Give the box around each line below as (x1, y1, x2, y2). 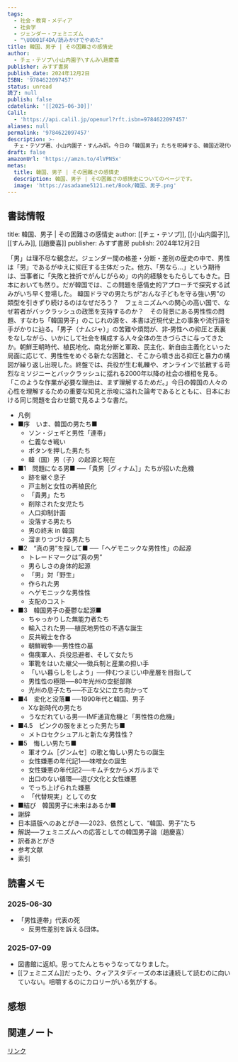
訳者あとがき (17, 836, 55, 845)
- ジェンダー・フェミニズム (13, 30, 84, 38)
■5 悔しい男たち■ (17, 739, 76, 748)
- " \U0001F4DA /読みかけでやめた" (13, 37, 104, 44)
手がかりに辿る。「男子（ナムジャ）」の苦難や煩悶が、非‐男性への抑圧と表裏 (7, 325, 227, 333)
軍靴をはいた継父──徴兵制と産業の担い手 (28, 659, 149, 668)
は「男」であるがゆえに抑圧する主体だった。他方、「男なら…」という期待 (7, 263, 221, 272)
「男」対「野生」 (28, 570, 79, 579)
